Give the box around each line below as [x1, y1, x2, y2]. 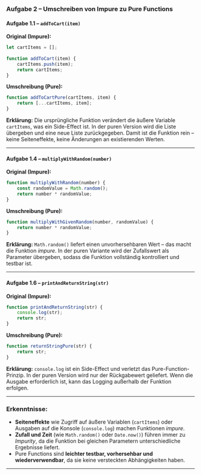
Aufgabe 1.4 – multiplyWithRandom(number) [6, 155, 112, 162]
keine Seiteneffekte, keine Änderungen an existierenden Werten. [6, 136, 165, 142]
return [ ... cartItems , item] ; [17, 101, 93, 106]
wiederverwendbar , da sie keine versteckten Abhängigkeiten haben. [14, 456, 185, 464]
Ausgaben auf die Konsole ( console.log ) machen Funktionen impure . [14, 424, 185, 432]
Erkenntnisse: [6, 404, 48, 413]
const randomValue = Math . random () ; [17, 185, 109, 191]
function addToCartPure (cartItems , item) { [6, 95, 117, 101]
